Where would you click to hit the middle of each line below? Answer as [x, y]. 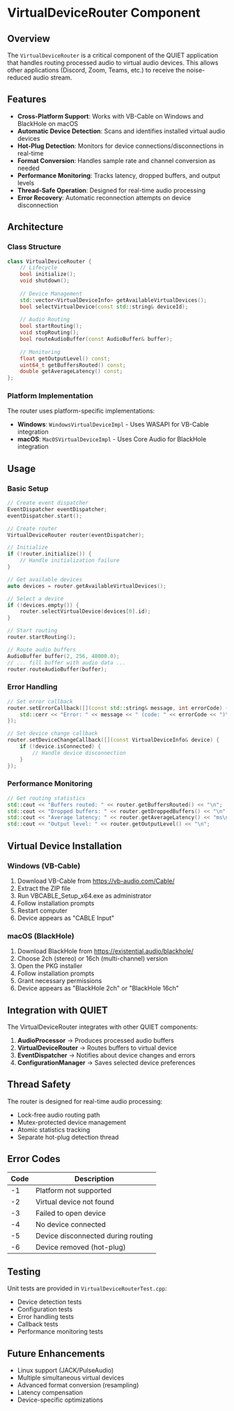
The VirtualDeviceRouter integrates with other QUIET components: [103, 1027]
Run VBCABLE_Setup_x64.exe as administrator [84, 895]
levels [26, 183]
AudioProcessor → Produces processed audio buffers [95, 1040]
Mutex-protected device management [72, 1122]
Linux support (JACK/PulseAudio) [65, 1371]
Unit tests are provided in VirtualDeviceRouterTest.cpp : [87, 1288]
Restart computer [42, 910]
